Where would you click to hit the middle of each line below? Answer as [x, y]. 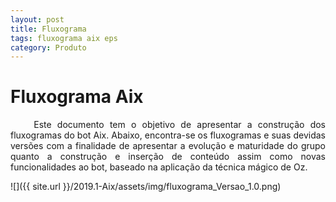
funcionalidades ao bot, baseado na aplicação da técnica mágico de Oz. [159, 167]
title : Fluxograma [48, 29]
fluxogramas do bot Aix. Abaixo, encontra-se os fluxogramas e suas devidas [168, 135]
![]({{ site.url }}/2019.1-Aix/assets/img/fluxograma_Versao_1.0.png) [146, 187]
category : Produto [48, 47]
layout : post [37, 19]
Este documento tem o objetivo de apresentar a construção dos [179, 125]
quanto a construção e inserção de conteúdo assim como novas [168, 157]
